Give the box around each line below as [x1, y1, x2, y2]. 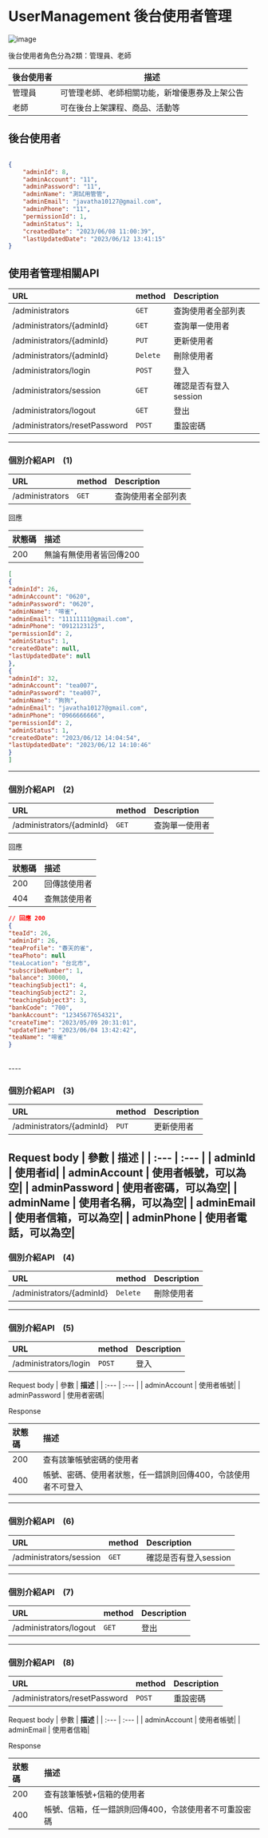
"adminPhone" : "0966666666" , [8, 711, 105, 719]
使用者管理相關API [8, 266, 100, 280]
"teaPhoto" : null [8, 952, 66, 960]
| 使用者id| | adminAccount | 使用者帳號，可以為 [8, 1166, 246, 1180]
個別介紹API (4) [8, 1251, 75, 1263]
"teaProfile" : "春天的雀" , [8, 944, 93, 952]
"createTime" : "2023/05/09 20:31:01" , [8, 1018, 137, 1027]
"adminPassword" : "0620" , [8, 600, 94, 608]
